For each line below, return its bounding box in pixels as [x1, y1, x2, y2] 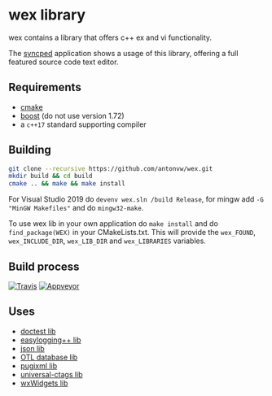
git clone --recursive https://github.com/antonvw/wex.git [8, 164, 213, 172]
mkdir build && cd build [8, 172, 93, 181]
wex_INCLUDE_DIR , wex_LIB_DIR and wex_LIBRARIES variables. [8, 236, 206, 246]
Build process [8, 259, 80, 273]
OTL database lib [20, 352, 78, 362]
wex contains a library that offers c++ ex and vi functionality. [8, 33, 213, 42]
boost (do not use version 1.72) [20, 111, 125, 120]
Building [8, 143, 51, 157]
